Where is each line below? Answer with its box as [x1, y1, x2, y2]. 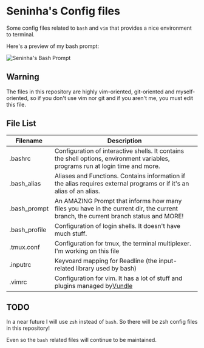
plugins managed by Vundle [54, 281, 133, 290]
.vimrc [9, 278, 27, 286]
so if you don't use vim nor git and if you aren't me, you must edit [30, 94, 193, 101]
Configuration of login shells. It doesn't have [54, 221, 181, 230]
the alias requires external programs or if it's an [54, 179, 189, 187]
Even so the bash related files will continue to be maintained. [6, 336, 157, 344]
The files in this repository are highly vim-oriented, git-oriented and [6, 88, 175, 95]
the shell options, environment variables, [54, 154, 170, 162]
